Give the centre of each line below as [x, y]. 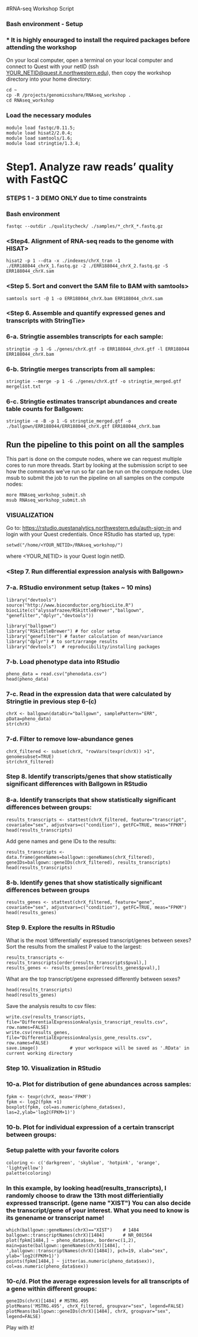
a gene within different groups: [52, 1289]
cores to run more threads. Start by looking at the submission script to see [97, 465]
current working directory [39, 1054]
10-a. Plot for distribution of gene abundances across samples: [99, 1085]
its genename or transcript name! [55, 1218]
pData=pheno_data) [29, 719]
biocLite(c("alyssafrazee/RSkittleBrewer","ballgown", [75, 610]
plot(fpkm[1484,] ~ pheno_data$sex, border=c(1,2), [71, 1241]
